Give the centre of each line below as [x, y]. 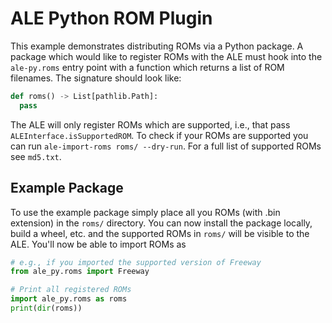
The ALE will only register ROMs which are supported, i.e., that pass [150, 124]
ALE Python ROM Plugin [111, 18]
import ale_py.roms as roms [69, 299]
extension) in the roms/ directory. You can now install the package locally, [161, 223]
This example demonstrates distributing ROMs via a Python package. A [157, 46]
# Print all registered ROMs [71, 290]
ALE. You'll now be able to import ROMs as [98, 244]
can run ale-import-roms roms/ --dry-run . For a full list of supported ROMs [166, 146]
